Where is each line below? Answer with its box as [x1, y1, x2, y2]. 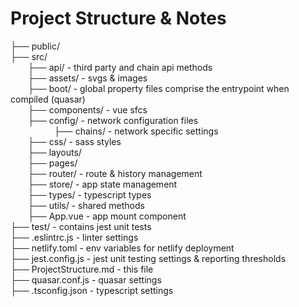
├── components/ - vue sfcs [28, 103, 148, 116]
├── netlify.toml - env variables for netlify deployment [10, 242, 235, 254]
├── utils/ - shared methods [28, 199, 145, 211]
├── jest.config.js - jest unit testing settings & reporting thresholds [10, 252, 287, 264]
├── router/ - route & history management [28, 167, 203, 179]
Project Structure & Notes [10, 7, 227, 30]
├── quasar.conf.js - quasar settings [10, 273, 162, 286]
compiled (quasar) [10, 93, 86, 105]
